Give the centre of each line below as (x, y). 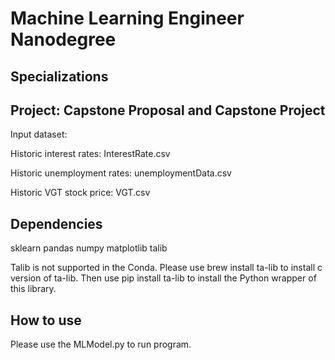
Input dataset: (39, 134)
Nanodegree (63, 39)
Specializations (59, 76)
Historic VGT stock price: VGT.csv (80, 193)
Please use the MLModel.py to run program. (101, 344)
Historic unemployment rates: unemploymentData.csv (121, 173)
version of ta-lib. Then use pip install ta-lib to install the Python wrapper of (163, 278)
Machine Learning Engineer (127, 18)
